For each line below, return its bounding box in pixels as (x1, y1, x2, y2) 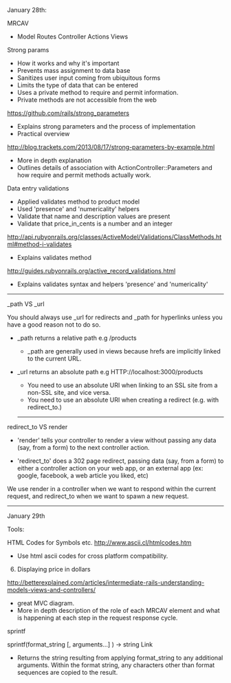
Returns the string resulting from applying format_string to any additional (16, 653, 223, 662)
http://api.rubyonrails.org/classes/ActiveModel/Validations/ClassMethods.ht (7, 233, 222, 241)
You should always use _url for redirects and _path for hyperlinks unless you (7, 313, 223, 321)
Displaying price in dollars (16, 565, 91, 573)
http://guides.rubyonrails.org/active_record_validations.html (7, 267, 176, 274)
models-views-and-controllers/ (7, 586, 96, 594)
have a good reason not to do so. (7, 321, 101, 329)
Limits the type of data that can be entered (16, 81, 139, 89)
